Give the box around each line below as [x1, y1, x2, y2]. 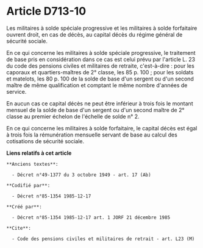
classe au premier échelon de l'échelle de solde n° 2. [6, 113, 140, 120]
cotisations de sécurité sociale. [6, 137, 85, 144]
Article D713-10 [6, 4, 87, 18]
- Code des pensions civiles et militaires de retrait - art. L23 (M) [12, 236, 195, 242]
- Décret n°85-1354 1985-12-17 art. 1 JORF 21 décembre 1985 [12, 214, 171, 221]
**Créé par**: [6, 204, 43, 210]
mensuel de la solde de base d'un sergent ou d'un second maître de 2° [6, 106, 185, 113]
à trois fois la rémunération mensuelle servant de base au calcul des [6, 131, 178, 138]
